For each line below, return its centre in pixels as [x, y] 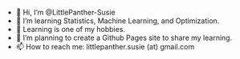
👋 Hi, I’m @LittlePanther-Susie [65, 12]
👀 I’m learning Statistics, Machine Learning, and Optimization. [118, 21]
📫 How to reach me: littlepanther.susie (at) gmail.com [105, 47]
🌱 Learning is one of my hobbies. [71, 29]
